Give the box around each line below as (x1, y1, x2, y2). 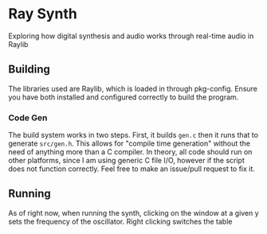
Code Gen (8, 112, 48, 123)
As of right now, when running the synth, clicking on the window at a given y (8, 208, 259, 217)
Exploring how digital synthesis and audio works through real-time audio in (8, 31, 254, 41)
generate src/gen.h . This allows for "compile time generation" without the (8, 138, 251, 148)
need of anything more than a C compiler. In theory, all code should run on (8, 147, 253, 157)
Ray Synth (8, 5, 77, 23)
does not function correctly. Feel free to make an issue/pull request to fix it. (8, 164, 255, 174)
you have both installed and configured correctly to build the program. (8, 92, 239, 102)
